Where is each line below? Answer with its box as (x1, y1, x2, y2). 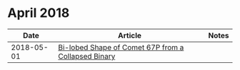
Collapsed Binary (58, 51, 116, 61)
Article (117, 30, 141, 40)
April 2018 (7, 5, 70, 21)
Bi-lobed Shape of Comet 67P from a (58, 42, 184, 52)
